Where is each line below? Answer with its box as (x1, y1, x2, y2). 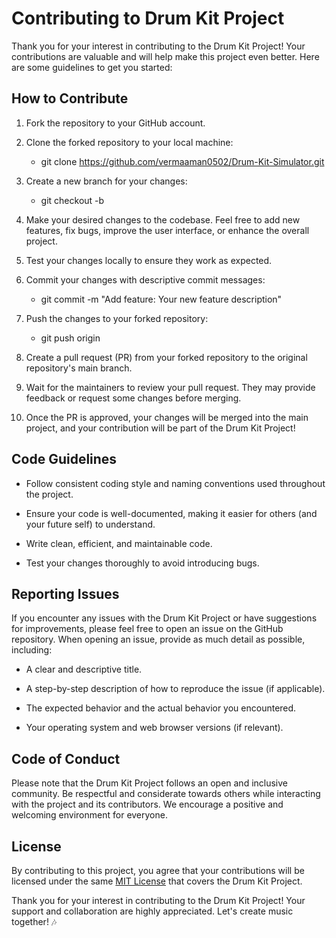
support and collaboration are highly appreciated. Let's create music (11, 905, 294, 917)
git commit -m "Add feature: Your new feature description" (40, 293, 283, 305)
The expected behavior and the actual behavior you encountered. (25, 702, 297, 714)
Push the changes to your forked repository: (25, 312, 209, 324)
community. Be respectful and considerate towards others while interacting (11, 788, 321, 800)
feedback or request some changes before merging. (25, 392, 242, 404)
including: (11, 644, 53, 656)
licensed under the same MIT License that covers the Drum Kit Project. (11, 875, 303, 887)
